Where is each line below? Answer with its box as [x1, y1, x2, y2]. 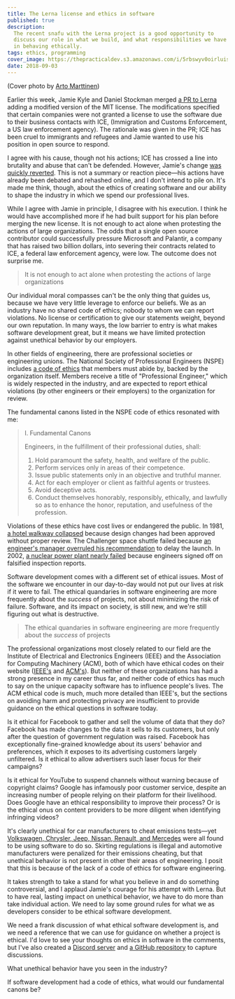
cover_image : [7, 56, 45, 63]
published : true [7, 17, 55, 24]
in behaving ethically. [13, 43, 83, 50]
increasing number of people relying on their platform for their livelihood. [7, 790, 217, 799]
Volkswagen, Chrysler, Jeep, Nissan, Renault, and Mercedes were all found [7, 834, 224, 842]
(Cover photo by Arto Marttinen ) [7, 81, 100, 90]
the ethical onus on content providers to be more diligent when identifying [7, 806, 221, 814]
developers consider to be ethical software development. [7, 907, 172, 916]
